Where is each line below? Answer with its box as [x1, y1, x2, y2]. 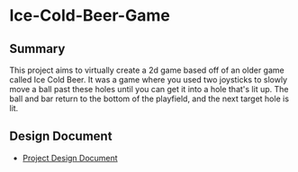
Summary [9, 41, 66, 56]
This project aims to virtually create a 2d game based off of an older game [9, 64, 285, 75]
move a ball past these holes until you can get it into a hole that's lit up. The [9, 84, 289, 94]
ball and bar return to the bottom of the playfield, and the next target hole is [9, 93, 290, 104]
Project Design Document [22, 152, 119, 163]
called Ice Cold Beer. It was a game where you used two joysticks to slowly [9, 74, 288, 85]
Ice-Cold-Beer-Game [9, 5, 171, 26]
